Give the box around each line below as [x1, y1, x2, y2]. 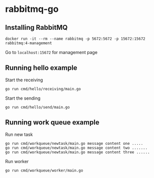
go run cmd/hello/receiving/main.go [5, 86, 81, 91]
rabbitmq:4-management [5, 41, 52, 46]
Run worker [5, 158, 29, 164]
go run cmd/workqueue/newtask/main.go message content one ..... [5, 141, 143, 146]
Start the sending [5, 95, 41, 101]
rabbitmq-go [5, 3, 59, 15]
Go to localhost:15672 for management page [5, 50, 98, 55]
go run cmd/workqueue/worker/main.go [5, 168, 83, 173]
